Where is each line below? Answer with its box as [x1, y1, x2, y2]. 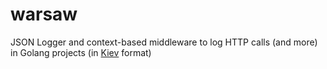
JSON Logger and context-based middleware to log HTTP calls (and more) [10, 36, 318, 48]
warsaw [10, 3, 78, 26]
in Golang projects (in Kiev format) [10, 46, 152, 58]
